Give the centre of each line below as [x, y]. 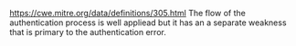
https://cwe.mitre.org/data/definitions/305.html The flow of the [128, 13]
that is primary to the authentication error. [88, 32]
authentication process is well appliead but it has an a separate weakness [148, 23]
